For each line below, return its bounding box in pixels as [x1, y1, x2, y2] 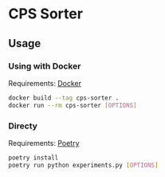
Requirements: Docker [8, 78, 82, 88]
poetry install [8, 153, 59, 162]
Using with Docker [8, 61, 81, 72]
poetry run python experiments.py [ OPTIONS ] [8, 161, 159, 169]
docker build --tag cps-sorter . [8, 93, 120, 102]
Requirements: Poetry [8, 138, 80, 147]
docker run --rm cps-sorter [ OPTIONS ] [8, 101, 137, 109]
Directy [8, 120, 38, 132]
